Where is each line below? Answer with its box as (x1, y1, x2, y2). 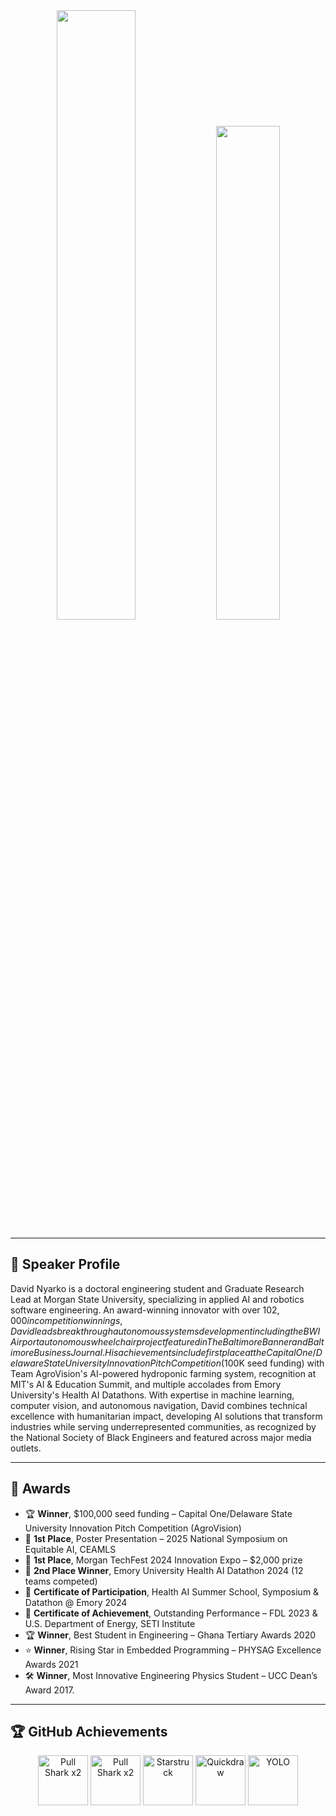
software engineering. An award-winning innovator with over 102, (10, 1304, 280, 1316)
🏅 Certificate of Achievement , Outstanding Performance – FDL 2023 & (24, 1607, 318, 1619)
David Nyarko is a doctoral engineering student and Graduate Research (10, 1282, 305, 1294)
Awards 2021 (24, 1658, 79, 1670)
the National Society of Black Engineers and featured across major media (10, 1431, 312, 1443)
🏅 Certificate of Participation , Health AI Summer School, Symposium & (24, 1585, 320, 1598)
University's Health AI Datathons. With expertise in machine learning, (10, 1389, 295, 1401)
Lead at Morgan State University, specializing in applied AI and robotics (10, 1293, 305, 1305)
